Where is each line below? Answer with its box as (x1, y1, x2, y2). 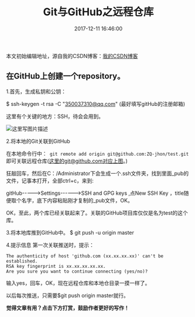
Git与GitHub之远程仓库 (43, 5, 154, 19)
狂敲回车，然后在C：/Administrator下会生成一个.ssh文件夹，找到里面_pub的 (6, 170, 189, 177)
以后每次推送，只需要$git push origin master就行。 (6, 292, 129, 299)
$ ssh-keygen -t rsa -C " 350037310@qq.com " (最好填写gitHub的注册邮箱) (6, 100, 186, 107)
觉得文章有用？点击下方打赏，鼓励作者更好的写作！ (6, 304, 129, 311)
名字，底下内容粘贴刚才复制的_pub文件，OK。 (21, 197, 133, 204)
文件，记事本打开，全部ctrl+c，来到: (6, 177, 94, 184)
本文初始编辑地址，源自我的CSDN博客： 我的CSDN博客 (6, 52, 138, 59)
